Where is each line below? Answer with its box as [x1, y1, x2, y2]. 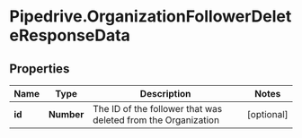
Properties [9, 61, 70, 76]
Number [48, 108, 84, 120]
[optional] [246, 108, 289, 120]
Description [139, 88, 191, 99]
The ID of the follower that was [93, 103, 223, 115]
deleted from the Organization [93, 114, 220, 126]
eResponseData [9, 25, 130, 46]
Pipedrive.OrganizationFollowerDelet [9, 6, 292, 27]
